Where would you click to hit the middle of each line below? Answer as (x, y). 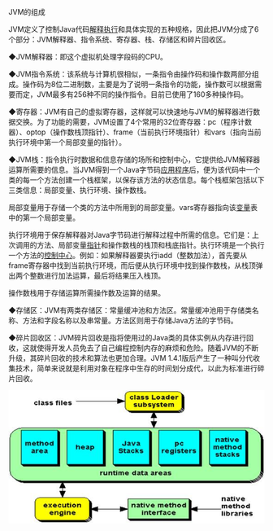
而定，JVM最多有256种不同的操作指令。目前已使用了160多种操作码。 (132, 94)
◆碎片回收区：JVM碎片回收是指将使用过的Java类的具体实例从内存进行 (128, 338)
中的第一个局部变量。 (44, 217)
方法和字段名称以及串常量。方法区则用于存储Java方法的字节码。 (130, 320)
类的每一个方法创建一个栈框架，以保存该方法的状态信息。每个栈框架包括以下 (136, 180)
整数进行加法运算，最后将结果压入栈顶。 (97, 276)
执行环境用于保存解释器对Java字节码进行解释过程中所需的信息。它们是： (130, 235)
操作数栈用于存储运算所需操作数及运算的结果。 (87, 293)
